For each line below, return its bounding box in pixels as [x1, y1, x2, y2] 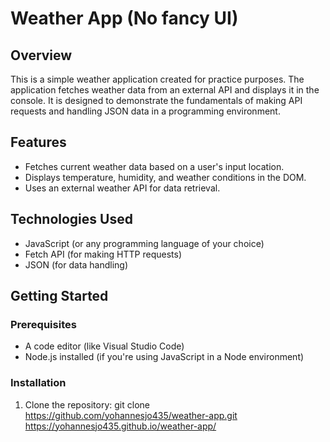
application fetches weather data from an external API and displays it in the [10, 84, 320, 96]
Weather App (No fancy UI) [10, 7, 239, 30]
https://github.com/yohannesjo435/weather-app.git [24, 409, 238, 421]
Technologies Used [10, 211, 133, 228]
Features [10, 134, 67, 151]
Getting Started [10, 288, 109, 305]
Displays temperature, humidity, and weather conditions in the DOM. [24, 171, 307, 183]
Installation [10, 376, 67, 390]
